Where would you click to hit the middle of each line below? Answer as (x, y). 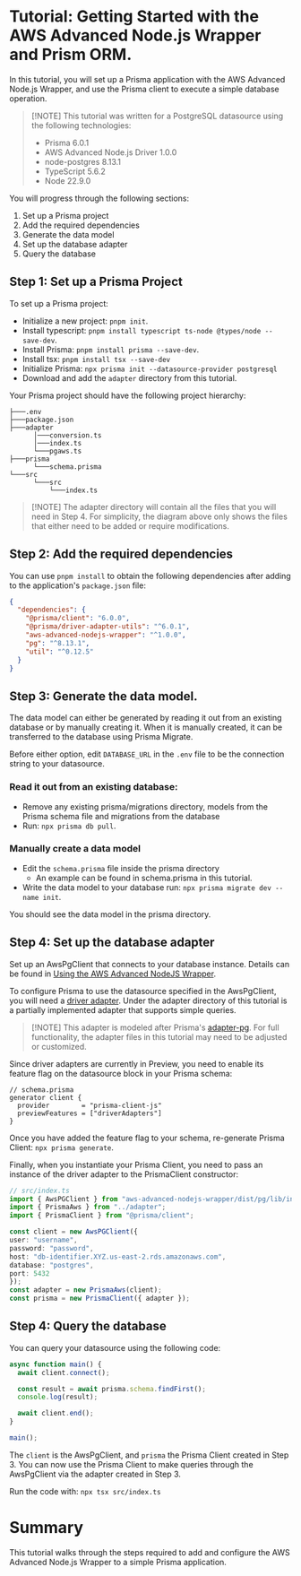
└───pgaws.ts (57, 451)
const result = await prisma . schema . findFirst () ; (112, 1389)
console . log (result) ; (58, 1397)
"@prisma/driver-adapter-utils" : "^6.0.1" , (108, 627)
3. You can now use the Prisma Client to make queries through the (131, 1464)
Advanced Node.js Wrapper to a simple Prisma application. (118, 1562)
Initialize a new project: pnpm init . (85, 321)
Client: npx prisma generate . (62, 1147)
